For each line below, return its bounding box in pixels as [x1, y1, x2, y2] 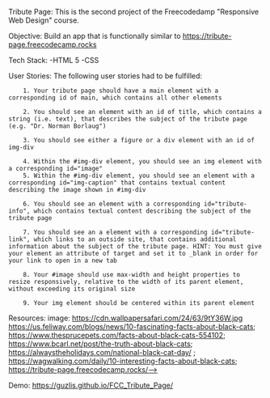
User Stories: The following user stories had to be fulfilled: [8, 71, 203, 80]
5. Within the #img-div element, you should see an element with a [23, 171, 255, 180]
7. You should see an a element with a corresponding [23, 228, 208, 236]
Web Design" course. [8, 15, 79, 25]
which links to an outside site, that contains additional [33, 235, 237, 243]
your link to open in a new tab [8, 256, 117, 265]
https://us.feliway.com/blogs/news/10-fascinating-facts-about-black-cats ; [8, 322, 256, 331]
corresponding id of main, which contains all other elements [8, 94, 222, 102]
